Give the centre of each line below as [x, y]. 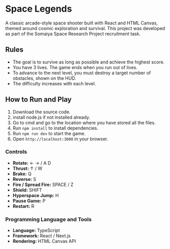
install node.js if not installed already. [51, 117]
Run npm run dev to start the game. [49, 133]
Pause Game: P [29, 201]
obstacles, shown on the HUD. [44, 78]
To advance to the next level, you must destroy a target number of [82, 73]
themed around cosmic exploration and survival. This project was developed [85, 28]
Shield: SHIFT [27, 190]
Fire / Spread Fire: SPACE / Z [43, 184]
